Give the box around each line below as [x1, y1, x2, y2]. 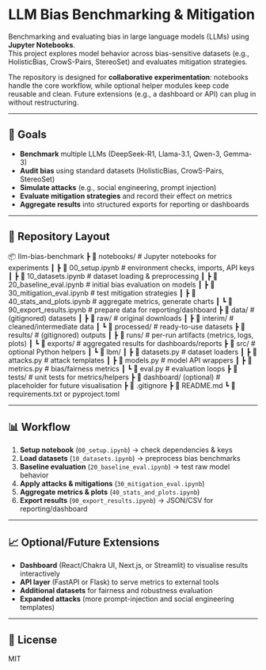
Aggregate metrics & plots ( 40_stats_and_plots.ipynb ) [19, 487, 200, 497]
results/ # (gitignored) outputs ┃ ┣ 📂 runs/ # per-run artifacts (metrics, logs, [8, 330, 254, 340]
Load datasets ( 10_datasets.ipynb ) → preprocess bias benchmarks [19, 454, 241, 463]
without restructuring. [8, 97, 79, 107]
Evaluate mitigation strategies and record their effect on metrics [19, 191, 233, 200]
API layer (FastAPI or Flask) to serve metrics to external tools [19, 577, 219, 587]
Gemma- [222, 149, 253, 158]
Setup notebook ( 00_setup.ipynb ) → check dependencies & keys [19, 445, 233, 455]
